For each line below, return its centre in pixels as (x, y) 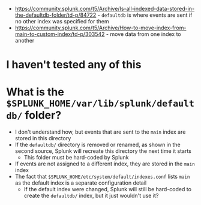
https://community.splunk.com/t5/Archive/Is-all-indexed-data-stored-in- (105, 9)
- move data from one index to (143, 34)
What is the (35, 92)
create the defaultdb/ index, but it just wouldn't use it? (91, 196)
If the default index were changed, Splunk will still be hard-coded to (108, 189)
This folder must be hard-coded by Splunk (76, 158)
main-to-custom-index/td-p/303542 (60, 34)
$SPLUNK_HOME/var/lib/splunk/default (100, 104)
